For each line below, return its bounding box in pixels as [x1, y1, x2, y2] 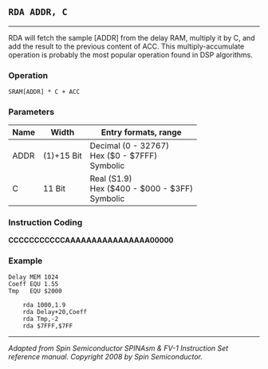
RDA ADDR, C [8, 6, 68, 18]
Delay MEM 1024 [8, 273, 59, 281]
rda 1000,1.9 [22, 301, 66, 309]
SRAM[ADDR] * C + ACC [8, 88, 81, 96]
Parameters [8, 107, 54, 118]
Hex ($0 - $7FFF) [89, 151, 158, 162]
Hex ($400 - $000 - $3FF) [89, 183, 194, 194]
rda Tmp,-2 [22, 315, 59, 323]
